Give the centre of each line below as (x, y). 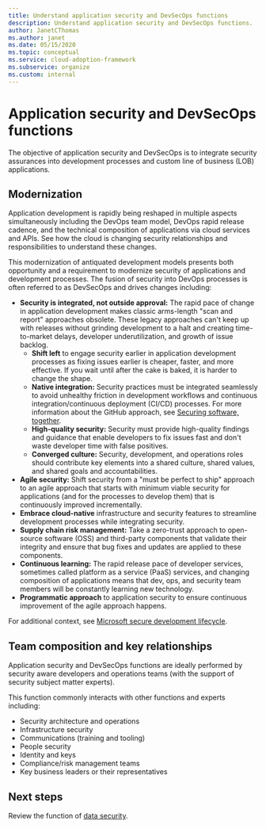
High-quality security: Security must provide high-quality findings (140, 429)
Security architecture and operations (80, 721)
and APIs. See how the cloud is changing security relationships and (118, 238)
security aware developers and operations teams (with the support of (122, 673)
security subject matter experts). (61, 682)
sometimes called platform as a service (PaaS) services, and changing (134, 572)
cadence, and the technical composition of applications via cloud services (129, 230)
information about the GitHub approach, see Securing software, (135, 412)
